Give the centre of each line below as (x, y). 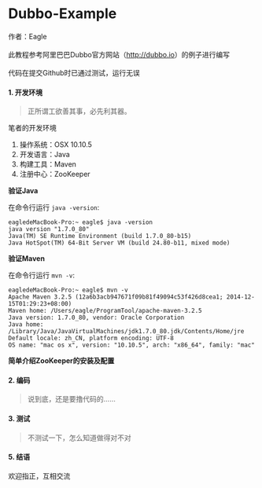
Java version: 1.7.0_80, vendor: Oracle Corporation (96, 318)
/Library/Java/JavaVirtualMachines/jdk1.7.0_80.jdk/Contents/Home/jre (126, 332)
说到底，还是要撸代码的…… (71, 399)
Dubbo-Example (63, 14)
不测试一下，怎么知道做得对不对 (79, 438)
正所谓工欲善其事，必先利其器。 (79, 112)
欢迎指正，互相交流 (39, 475)
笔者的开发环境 (32, 128)
